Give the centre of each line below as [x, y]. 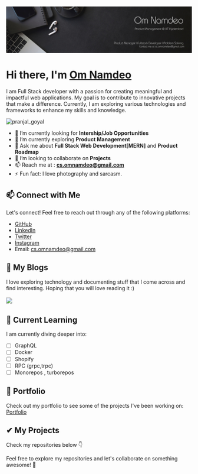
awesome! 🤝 [21, 465]
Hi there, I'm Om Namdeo [69, 75]
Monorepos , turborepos [44, 372]
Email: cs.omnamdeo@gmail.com [55, 249]
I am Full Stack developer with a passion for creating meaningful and [89, 91]
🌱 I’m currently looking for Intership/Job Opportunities [82, 133]
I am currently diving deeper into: [47, 334]
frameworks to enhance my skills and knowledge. [66, 110]
